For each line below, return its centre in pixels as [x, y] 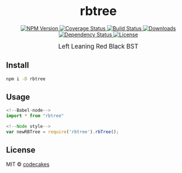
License [21, 150]
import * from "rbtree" [35, 116]
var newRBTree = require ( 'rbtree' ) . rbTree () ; [62, 132]
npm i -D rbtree [26, 79]
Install [18, 65]
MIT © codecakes [28, 164]
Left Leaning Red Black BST [98, 46]
